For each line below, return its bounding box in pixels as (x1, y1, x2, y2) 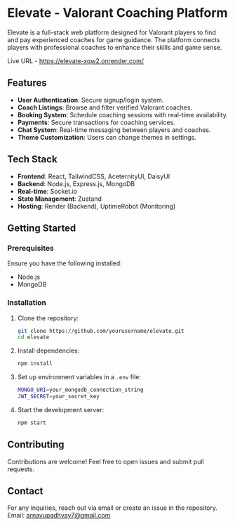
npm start (17, 419, 47, 426)
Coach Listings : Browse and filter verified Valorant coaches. (17, 103, 193, 112)
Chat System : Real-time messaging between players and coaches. (17, 125, 212, 134)
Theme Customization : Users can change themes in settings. (17, 133, 196, 141)
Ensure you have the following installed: (7, 259, 123, 268)
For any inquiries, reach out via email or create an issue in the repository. (7, 504, 218, 512)
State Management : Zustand (17, 195, 102, 203)
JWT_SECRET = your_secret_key (17, 393, 100, 400)
